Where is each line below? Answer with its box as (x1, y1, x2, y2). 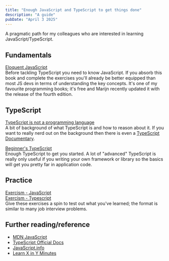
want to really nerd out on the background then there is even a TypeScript (5, 130, 160, 136)
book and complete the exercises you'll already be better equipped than (5, 75, 156, 81)
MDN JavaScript (12, 234, 47, 240)
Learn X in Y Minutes (12, 250, 57, 256)
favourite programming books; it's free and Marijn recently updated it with (5, 86, 160, 92)
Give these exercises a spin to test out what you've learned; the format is (5, 200, 158, 206)
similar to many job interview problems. (5, 206, 88, 212)
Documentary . (5, 135, 35, 141)
